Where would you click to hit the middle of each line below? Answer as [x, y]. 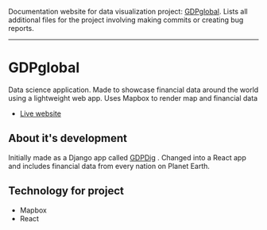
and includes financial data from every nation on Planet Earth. [109, 166]
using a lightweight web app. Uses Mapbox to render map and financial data [133, 98]
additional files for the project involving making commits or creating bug [126, 20]
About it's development [68, 138]
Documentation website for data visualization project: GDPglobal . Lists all [128, 11]
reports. [21, 28]
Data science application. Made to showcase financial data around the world [133, 90]
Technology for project [66, 191]
